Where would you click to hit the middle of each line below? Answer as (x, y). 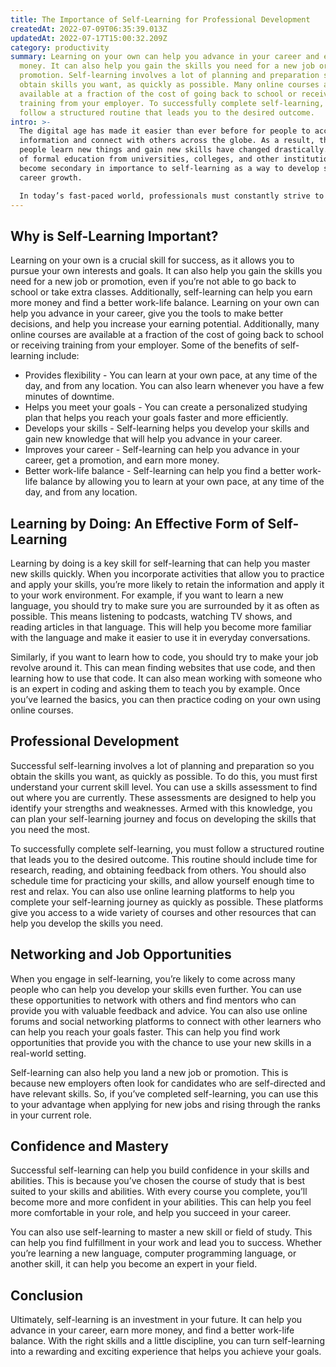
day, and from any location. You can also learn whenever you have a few (174, 386)
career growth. (51, 177)
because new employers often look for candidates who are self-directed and (168, 1083)
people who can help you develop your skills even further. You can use (156, 989)
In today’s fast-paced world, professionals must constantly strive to (172, 196)
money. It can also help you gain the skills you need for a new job (167, 66)
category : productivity (60, 47)
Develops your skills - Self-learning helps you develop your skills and (167, 428)
